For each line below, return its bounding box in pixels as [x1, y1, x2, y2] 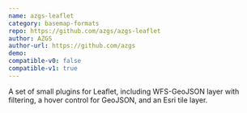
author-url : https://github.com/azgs [8, 42, 136, 50]
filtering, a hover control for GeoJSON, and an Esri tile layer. [8, 94, 208, 105]
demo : [8, 49, 27, 57]
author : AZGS [8, 34, 53, 43]
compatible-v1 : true [8, 65, 79, 73]
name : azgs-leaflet [8, 11, 75, 20]
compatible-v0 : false [8, 57, 82, 65]
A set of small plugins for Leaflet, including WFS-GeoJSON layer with [8, 86, 240, 96]
